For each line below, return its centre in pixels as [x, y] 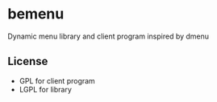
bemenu [36, 14]
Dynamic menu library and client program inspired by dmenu [108, 36]
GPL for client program [57, 80]
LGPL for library [45, 89]
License [28, 61]
